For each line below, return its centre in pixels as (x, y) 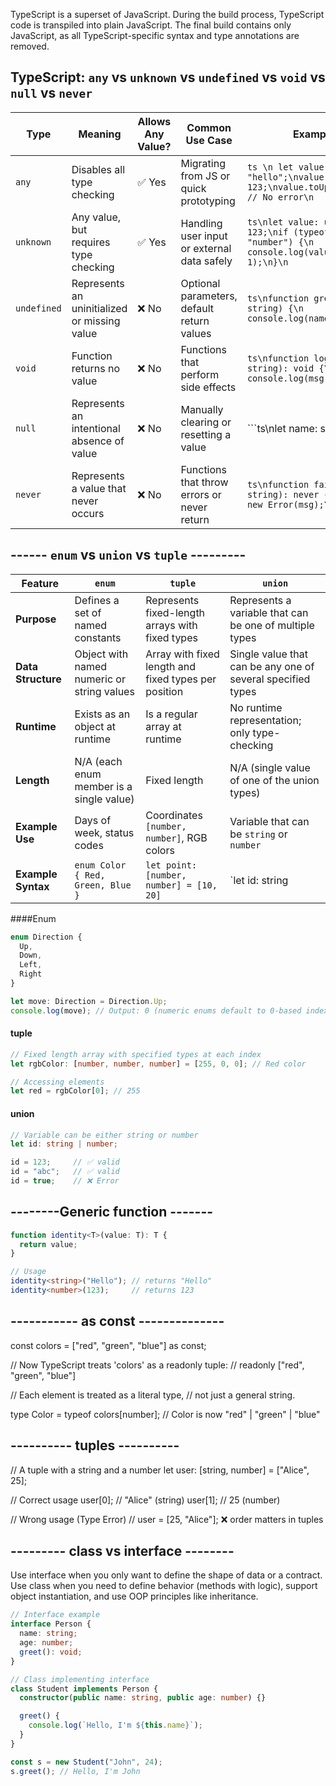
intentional (96, 428)
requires (91, 242)
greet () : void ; (51, 1652)
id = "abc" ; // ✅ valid (65, 1172)
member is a (103, 786)
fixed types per (181, 679)
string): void (280, 368)
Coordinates (174, 815)
